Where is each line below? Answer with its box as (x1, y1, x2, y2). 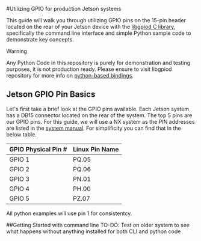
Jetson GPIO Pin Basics (6, 90, 96, 100)
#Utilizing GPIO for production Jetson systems (6, 5, 122, 12)
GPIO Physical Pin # (9, 145, 67, 153)
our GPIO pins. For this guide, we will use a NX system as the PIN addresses (6, 118, 195, 125)
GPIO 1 (9, 155, 30, 163)
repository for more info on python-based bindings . (6, 72, 134, 79)
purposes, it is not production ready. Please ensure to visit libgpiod (6, 66, 172, 73)
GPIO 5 (9, 194, 30, 203)
